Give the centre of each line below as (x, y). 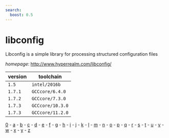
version (17, 77)
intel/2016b (46, 85)
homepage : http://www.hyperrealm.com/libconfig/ (58, 64)
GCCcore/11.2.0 (50, 113)
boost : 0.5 (22, 15)
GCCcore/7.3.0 (49, 99)
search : (14, 10)
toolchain (50, 77)
